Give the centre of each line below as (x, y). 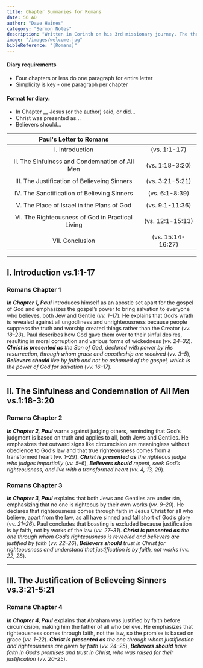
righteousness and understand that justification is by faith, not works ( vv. (98, 549)
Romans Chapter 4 (35, 607)
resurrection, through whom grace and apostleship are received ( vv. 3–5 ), (99, 354)
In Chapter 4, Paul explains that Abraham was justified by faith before (94, 620)
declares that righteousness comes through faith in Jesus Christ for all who (100, 511)
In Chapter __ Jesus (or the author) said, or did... (76, 112)
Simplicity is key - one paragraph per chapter (72, 84)
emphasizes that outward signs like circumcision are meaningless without (98, 444)
